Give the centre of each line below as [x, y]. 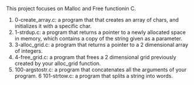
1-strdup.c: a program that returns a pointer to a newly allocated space [100, 32]
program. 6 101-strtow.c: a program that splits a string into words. [94, 76]
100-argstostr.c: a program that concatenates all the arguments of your [101, 69]
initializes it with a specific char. [53, 26]
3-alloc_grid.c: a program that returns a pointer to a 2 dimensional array [101, 45]
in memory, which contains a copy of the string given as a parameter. [98, 38]
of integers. [29, 51]
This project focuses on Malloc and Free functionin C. [71, 8]
